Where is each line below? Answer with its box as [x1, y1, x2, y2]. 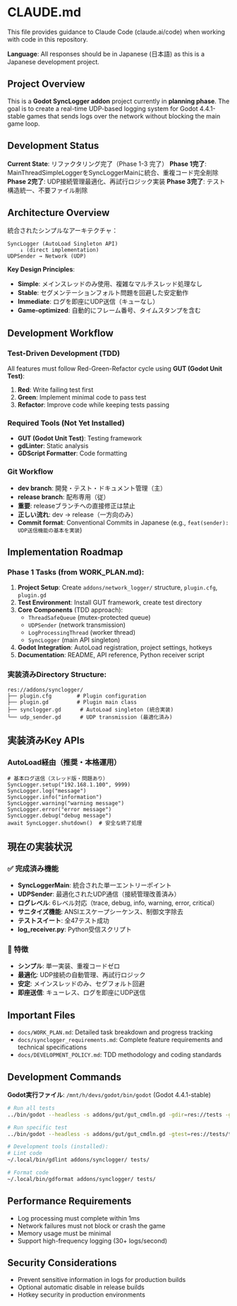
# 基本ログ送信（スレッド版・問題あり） [7, 775, 109, 782]
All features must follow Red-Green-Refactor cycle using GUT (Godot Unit [7, 364, 223, 373]
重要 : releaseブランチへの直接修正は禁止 [17, 501, 136, 510]
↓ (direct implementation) [20, 246, 99, 254]
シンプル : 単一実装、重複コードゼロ [17, 961, 121, 971]
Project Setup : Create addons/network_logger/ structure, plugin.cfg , [17, 583, 218, 592]
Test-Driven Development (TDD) [7, 348, 121, 358]
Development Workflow [7, 327, 114, 339]
